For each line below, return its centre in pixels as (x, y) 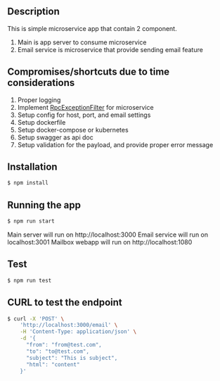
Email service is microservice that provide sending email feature (110, 49)
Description (33, 12)
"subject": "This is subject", (72, 358)
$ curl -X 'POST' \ (36, 319)
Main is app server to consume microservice (82, 42)
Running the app (44, 205)
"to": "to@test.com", (58, 351)
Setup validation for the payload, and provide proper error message (115, 144)
